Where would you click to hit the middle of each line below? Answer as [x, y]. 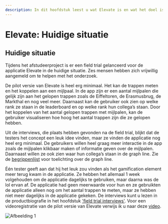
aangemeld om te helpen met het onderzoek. [51, 76]
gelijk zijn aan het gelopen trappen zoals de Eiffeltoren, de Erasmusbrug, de [83, 96]
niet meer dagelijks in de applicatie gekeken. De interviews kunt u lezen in [81, 195]
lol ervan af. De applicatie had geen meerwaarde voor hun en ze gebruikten [83, 185]
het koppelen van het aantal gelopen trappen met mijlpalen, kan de [74, 112]
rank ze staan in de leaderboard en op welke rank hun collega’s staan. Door [83, 107]
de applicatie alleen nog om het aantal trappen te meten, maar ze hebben [81, 190]
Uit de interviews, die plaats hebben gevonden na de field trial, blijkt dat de [82, 132]
